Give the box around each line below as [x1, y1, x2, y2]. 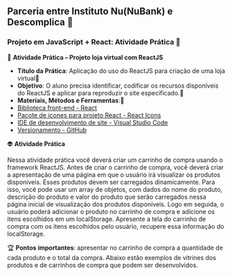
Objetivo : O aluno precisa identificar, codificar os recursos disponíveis [17, 81, 219, 90]
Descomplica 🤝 [7, 17, 73, 29]
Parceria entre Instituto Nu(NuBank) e [7, 6, 173, 17]
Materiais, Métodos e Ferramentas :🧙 [17, 96, 125, 104]
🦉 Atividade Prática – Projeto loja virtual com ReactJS [7, 53, 163, 61]
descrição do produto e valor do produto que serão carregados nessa [7, 193, 206, 201]
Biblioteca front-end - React [17, 104, 98, 112]
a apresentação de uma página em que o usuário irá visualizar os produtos [7, 170, 220, 179]
